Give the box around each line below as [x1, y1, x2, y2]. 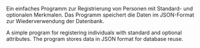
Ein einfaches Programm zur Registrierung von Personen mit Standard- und [6, 5, 193, 12]
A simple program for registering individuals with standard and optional [6, 29, 182, 36]
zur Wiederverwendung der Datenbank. [6, 18, 105, 24]
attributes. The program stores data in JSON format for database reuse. [6, 36, 184, 42]
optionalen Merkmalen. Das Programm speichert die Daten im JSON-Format [6, 11, 195, 18]
